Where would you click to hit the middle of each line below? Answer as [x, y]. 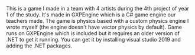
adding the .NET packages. [39, 46]
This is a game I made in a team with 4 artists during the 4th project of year [98, 8]
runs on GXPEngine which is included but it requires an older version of [93, 33]
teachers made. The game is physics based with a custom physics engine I [97, 21]
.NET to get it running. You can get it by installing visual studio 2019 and [94, 39]
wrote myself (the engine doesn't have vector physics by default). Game [94, 27]
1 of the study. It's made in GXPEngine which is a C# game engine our [91, 15]
